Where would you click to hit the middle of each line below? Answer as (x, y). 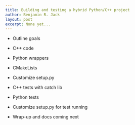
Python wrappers (31, 58)
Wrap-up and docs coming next (46, 117)
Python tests (26, 97)
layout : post (19, 19)
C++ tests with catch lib (37, 88)
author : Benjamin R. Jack (32, 15)
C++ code (23, 48)
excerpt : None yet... (28, 24)
